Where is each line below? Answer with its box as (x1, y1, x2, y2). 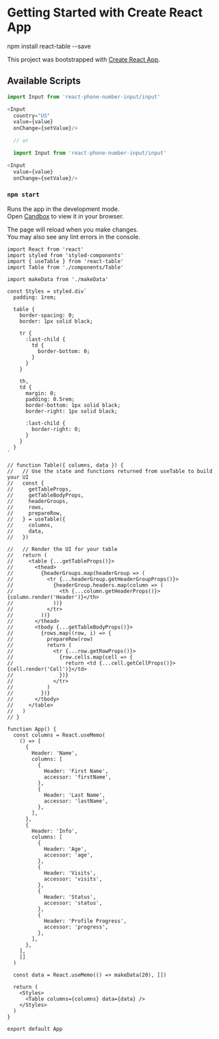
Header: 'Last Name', (43, 792, 106, 798)
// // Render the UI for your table (7, 546, 118, 552)
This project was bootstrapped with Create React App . (7, 55, 161, 63)
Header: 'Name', (31, 749, 78, 757)
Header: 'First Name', (43, 768, 109, 774)
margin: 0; (25, 389, 57, 397)
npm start (7, 191, 40, 199)
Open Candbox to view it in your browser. (7, 212, 125, 220)
